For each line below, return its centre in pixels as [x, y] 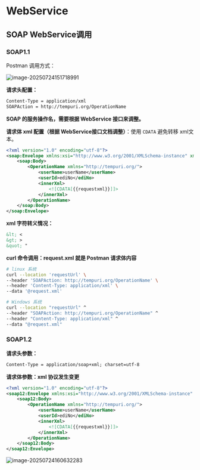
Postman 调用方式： [31, 65]
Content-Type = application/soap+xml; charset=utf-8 [73, 364]
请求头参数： [22, 353]
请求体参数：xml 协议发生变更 [43, 376]
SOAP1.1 [18, 52]
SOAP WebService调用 [49, 34]
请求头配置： [22, 89]
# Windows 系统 [24, 302]
